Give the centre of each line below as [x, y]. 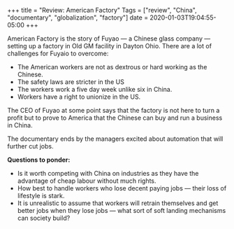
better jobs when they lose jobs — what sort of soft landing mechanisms [122, 210]
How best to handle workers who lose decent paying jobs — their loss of [122, 188]
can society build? [44, 218]
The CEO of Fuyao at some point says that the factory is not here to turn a [114, 110]
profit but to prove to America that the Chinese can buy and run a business [115, 118]
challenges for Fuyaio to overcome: [58, 53]
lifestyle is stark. [41, 196]
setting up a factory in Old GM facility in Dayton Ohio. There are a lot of [109, 46]
